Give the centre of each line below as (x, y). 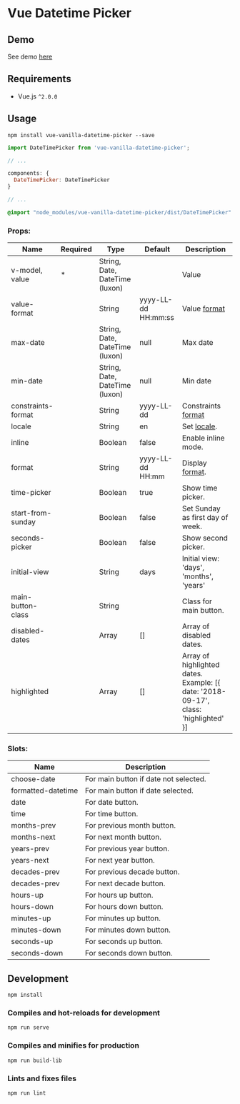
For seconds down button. (129, 953)
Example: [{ (201, 683)
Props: (19, 231)
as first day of (205, 518)
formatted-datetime (45, 791)
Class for (197, 601)
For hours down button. (124, 907)
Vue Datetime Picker (70, 13)
